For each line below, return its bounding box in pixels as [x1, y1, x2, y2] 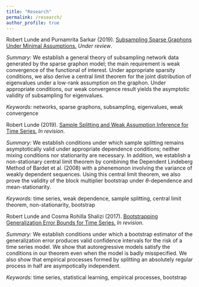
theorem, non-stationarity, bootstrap [6, 201, 95, 208]
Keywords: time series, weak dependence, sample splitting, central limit [6, 195, 182, 202]
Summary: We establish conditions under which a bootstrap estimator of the [6, 230, 193, 238]
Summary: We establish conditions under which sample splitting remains [6, 139, 184, 146]
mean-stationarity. [6, 183, 52, 191]
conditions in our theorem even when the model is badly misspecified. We [6, 249, 187, 257]
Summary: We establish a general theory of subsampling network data [6, 54, 179, 61]
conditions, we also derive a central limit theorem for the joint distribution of [6, 73, 192, 80]
